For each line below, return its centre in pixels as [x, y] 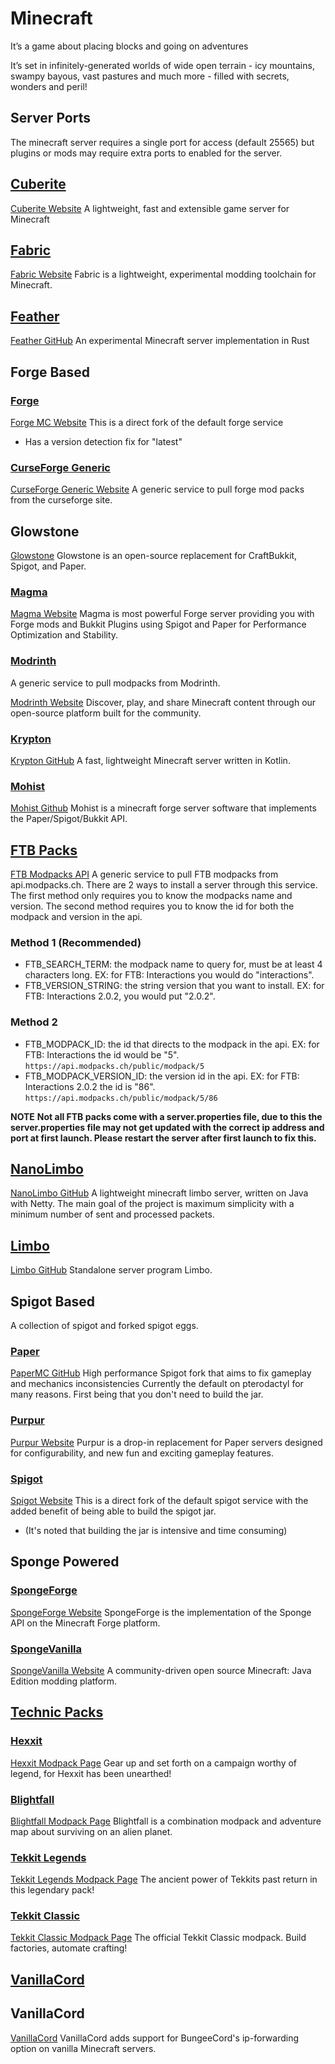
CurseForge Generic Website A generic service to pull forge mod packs [157, 489]
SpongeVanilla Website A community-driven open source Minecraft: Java [161, 1670]
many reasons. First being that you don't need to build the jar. [137, 1394]
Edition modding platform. [63, 1681]
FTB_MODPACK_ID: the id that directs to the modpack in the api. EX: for [172, 1044]
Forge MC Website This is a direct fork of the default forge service [147, 422]
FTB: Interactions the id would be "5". [102, 1054]
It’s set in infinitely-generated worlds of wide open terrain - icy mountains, [162, 65]
